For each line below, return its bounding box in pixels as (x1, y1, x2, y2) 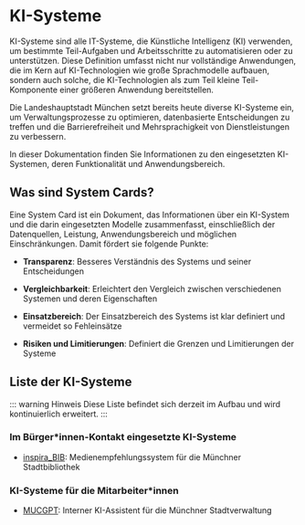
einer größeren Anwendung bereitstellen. (58, 84, 215, 95)
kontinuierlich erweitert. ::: (9, 408, 108, 419)
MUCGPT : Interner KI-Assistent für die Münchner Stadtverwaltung (22, 505, 272, 516)
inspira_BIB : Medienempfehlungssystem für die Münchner (22, 451, 242, 462)
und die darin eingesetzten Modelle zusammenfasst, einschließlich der (9, 218, 276, 229)
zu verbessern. (9, 131, 67, 142)
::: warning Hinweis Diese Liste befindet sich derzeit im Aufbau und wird (9, 398, 281, 409)
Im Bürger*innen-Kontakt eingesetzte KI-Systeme (9, 431, 237, 444)
